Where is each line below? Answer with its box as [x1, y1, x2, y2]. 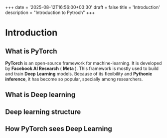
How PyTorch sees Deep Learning [5, 124, 112, 133]
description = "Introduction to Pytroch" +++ [5, 9, 95, 15]
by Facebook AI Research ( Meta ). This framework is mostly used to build [5, 65, 159, 71]
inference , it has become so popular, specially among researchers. [5, 76, 143, 82]
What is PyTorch [5, 47, 57, 55]
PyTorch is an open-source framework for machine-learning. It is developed [5, 60, 162, 66]
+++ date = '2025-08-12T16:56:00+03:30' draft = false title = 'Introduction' [5, 4, 161, 10]
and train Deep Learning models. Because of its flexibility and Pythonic [5, 71, 153, 76]
